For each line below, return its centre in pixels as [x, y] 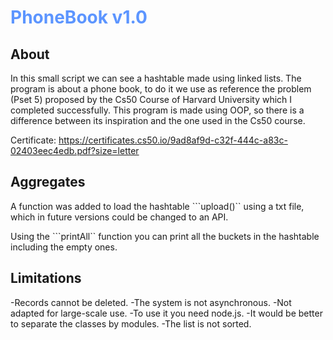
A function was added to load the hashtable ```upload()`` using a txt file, [157, 206]
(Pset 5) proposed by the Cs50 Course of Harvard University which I [151, 99]
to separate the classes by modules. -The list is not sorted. [131, 323]
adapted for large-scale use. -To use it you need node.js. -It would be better [166, 313]
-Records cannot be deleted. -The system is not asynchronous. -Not [151, 302]
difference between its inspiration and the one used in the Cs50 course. [158, 120]
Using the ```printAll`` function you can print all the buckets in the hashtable [165, 236]
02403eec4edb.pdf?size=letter [75, 150]
